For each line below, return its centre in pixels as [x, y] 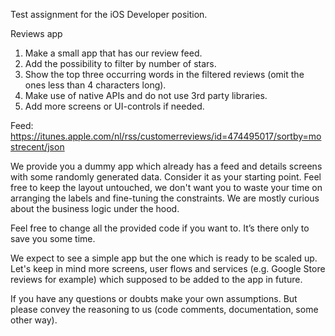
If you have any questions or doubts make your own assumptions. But [154, 298]
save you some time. [53, 238]
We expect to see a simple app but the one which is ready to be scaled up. [164, 258]
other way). [34, 320]
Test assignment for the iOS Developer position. [109, 14]
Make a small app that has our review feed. [113, 53]
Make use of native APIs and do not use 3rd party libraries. [146, 95]
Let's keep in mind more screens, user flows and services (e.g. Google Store [168, 268]
